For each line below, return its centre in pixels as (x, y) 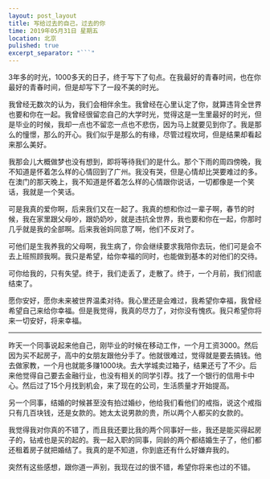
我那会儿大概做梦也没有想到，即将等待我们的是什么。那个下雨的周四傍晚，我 (135, 161)
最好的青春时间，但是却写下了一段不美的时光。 (86, 87)
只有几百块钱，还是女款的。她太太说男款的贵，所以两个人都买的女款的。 (128, 413)
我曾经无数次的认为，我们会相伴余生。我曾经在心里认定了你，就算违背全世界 (135, 104)
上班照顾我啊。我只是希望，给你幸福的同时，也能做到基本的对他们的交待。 (138, 256)
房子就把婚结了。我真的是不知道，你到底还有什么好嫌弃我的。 (131, 450)
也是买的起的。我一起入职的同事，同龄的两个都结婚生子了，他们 (149, 440)
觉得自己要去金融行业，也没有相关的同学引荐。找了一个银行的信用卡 (135, 376)
